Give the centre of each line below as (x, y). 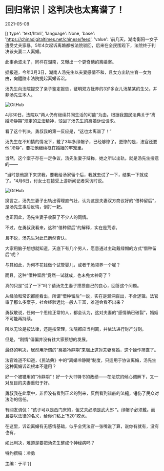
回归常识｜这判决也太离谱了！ (65, 10)
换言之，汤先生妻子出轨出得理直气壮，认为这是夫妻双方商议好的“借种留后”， (82, 201)
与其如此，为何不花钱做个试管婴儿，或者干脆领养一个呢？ (63, 265)
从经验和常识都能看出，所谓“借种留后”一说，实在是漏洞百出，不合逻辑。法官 (82, 296)
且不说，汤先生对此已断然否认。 (37, 238)
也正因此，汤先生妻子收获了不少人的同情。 (48, 217)
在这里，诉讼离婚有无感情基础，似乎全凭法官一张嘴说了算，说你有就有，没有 (82, 426)
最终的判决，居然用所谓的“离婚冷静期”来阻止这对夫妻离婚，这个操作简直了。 (82, 350)
